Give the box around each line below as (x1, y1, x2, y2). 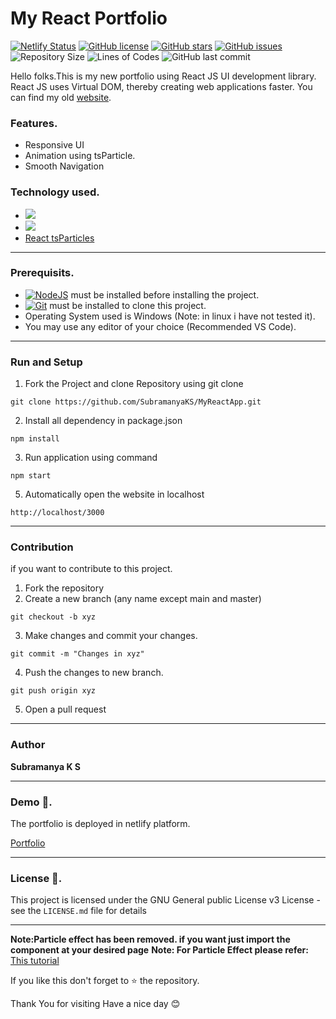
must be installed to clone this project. (49, 299, 207, 311)
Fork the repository (24, 582, 105, 594)
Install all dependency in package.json (24, 415, 183, 427)
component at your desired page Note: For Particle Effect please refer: (10, 944, 309, 956)
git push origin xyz (10, 686, 97, 696)
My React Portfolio (10, 7, 168, 30)
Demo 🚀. (10, 795, 53, 809)
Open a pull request (24, 703, 107, 716)
